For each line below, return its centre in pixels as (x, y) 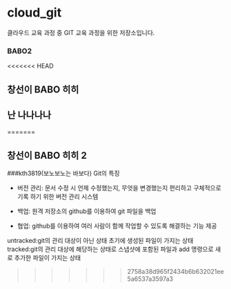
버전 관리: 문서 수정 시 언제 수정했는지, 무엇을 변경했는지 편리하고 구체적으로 (119, 188)
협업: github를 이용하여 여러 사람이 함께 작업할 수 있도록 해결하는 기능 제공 (117, 226)
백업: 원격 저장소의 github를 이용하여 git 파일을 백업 (87, 211)
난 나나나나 (29, 115)
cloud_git (34, 13)
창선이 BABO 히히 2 (47, 156)
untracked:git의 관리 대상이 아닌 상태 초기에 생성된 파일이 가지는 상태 (100, 241)
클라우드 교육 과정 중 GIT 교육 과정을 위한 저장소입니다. (81, 32)
